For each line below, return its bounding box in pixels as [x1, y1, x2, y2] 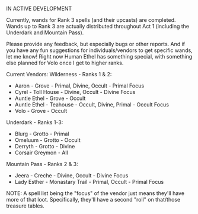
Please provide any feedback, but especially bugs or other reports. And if [6, 41, 186, 47]
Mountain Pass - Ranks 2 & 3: [6, 161, 78, 167]
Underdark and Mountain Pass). [6, 29, 84, 36]
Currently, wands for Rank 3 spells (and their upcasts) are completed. [6, 17, 176, 23]
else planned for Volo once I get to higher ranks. [6, 59, 124, 66]
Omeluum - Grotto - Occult [14, 137, 81, 144]
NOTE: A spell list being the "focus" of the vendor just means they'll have [6, 190, 185, 197]
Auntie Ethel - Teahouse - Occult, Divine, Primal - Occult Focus [14, 101, 169, 108]
